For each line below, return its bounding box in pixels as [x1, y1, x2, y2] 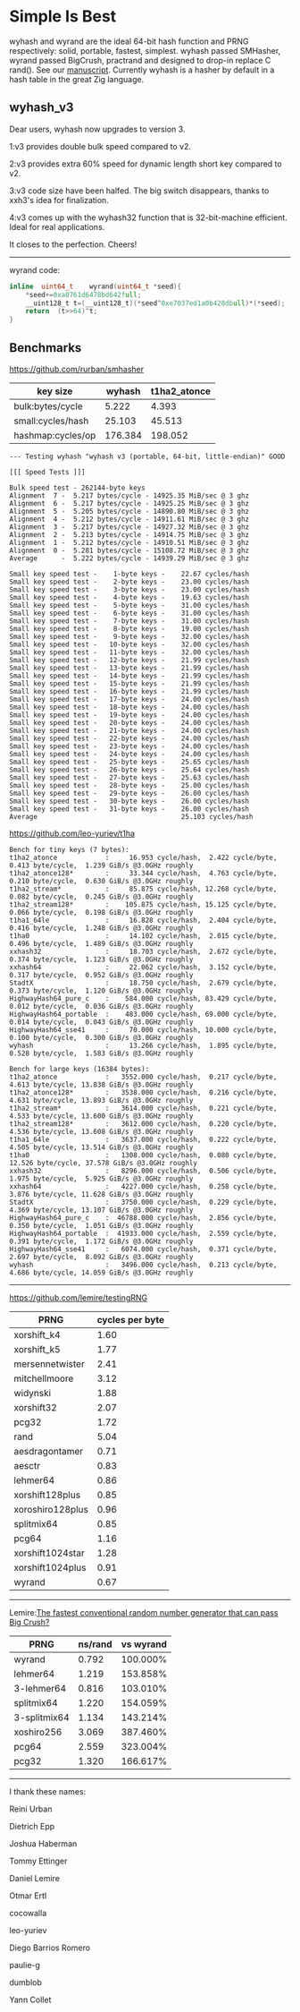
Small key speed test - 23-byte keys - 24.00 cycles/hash [9, 741, 250, 751]
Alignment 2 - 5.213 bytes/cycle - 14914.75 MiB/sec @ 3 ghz [9, 530, 250, 539]
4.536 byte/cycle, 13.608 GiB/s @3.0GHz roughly [9, 1127, 194, 1136]
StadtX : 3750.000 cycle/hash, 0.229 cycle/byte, [9, 1198, 278, 1206]
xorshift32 [13, 1401, 58, 1413]
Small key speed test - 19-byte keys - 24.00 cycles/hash [9, 710, 250, 720]
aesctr [13, 1459, 41, 1471]
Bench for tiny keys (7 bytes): [9, 845, 129, 854]
